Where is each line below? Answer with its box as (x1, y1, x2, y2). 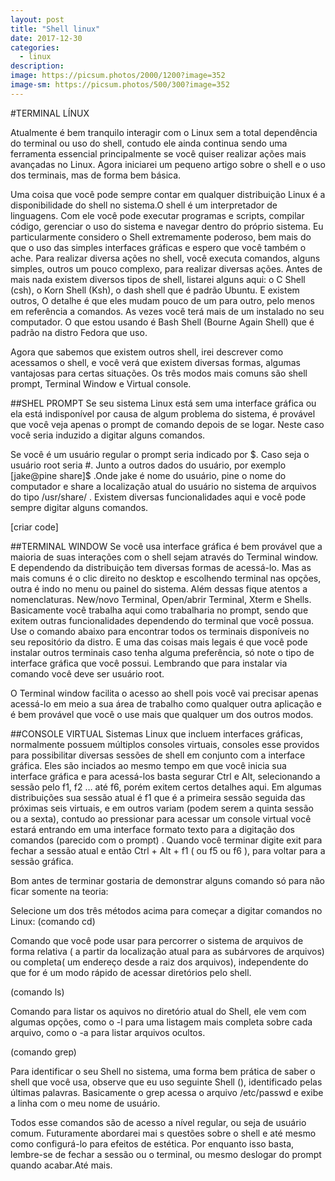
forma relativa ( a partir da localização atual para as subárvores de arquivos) (10, 945, 325, 957)
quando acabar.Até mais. (10, 1159, 113, 1171)
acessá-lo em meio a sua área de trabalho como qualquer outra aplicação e (10, 697, 322, 710)
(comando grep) (10, 1046, 77, 1058)
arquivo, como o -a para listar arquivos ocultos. (10, 1026, 206, 1038)
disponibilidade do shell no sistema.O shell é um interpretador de (10, 199, 278, 211)
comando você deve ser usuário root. (10, 667, 165, 680)
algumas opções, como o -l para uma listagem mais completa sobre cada (10, 1016, 313, 1028)
